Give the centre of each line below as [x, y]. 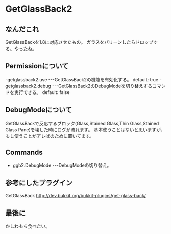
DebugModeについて [39, 110]
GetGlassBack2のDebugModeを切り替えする [105, 86]
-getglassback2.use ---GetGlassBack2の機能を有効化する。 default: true [82, 79]
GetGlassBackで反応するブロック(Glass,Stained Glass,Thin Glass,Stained [82, 123]
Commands [24, 153]
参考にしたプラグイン [39, 183]
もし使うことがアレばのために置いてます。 [50, 136]
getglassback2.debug [28, 86]
